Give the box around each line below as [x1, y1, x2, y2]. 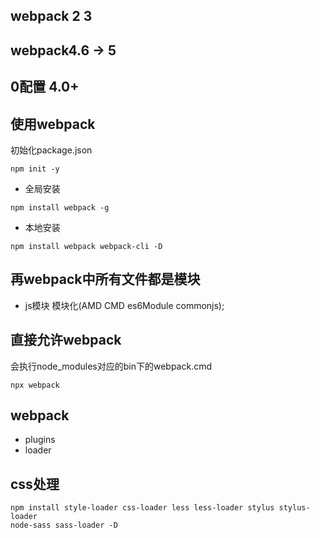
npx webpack [10, 380, 60, 390]
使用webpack [10, 115, 96, 133]
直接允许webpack [10, 332, 122, 349]
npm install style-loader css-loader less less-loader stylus [10, 503, 275, 513]
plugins [24, 434, 56, 446]
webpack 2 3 [10, 8, 93, 25]
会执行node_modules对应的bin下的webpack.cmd [10, 360, 212, 372]
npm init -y [10, 164, 60, 174]
